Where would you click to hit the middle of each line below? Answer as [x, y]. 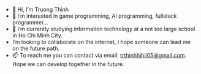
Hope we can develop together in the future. [68, 64]
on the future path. [36, 48]
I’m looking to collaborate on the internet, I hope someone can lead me [101, 42]
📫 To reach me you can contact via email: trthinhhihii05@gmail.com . [99, 55]
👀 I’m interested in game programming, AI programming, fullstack [94, 16]
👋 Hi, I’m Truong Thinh [40, 9]
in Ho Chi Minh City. [37, 35]
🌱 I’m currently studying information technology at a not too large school [104, 29]
